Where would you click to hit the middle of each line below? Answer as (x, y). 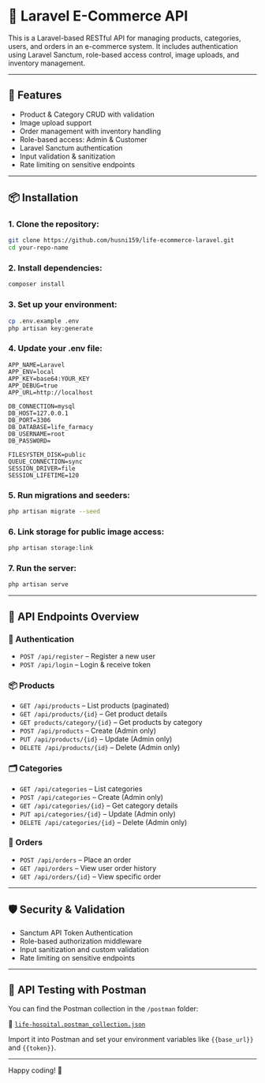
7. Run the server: (43, 568)
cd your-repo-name (38, 248)
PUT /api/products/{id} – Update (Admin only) (96, 739)
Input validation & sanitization (67, 156)
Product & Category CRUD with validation (87, 114)
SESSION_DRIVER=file (42, 469)
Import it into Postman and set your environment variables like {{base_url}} (131, 1040)
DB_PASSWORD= (30, 441)
